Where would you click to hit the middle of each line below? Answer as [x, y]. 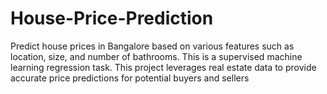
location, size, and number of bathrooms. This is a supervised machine [156, 56]
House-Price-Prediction [112, 18]
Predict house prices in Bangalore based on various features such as [152, 46]
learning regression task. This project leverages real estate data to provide [163, 67]
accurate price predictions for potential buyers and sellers [130, 78]
